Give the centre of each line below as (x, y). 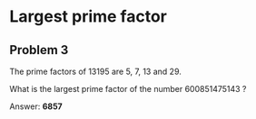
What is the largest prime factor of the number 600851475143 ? (128, 89)
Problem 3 (39, 50)
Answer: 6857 (36, 106)
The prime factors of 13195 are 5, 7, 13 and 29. (95, 71)
